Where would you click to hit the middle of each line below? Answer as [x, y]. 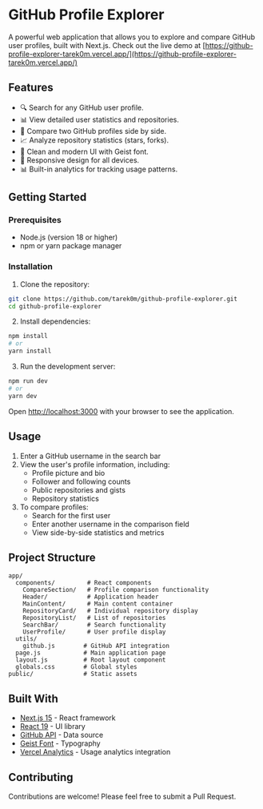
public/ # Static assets [73, 674]
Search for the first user [71, 515]
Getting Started [48, 197]
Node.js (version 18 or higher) [69, 237]
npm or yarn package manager [71, 246]
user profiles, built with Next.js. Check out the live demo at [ [107, 45]
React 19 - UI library [52, 726]
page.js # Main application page [91, 653]
